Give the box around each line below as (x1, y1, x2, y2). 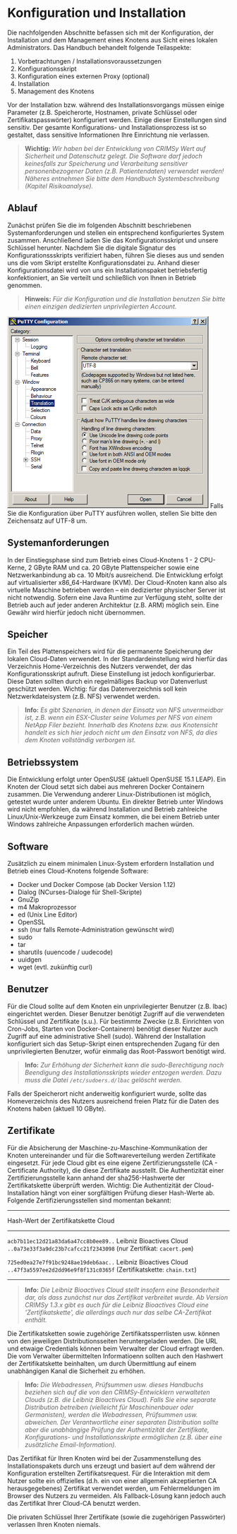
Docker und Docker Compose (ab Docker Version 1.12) (17, 881, 176, 888)
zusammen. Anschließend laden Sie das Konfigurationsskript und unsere (7, 236, 219, 244)
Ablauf (7, 203, 38, 215)
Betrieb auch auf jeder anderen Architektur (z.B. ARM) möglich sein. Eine (7, 600, 219, 609)
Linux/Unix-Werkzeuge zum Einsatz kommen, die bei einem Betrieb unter (7, 813, 220, 821)
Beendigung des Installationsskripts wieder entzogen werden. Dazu (24, 1068, 222, 1077)
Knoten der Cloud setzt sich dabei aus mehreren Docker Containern (7, 783, 205, 791)
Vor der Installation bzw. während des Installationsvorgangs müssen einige (7, 100, 224, 109)
